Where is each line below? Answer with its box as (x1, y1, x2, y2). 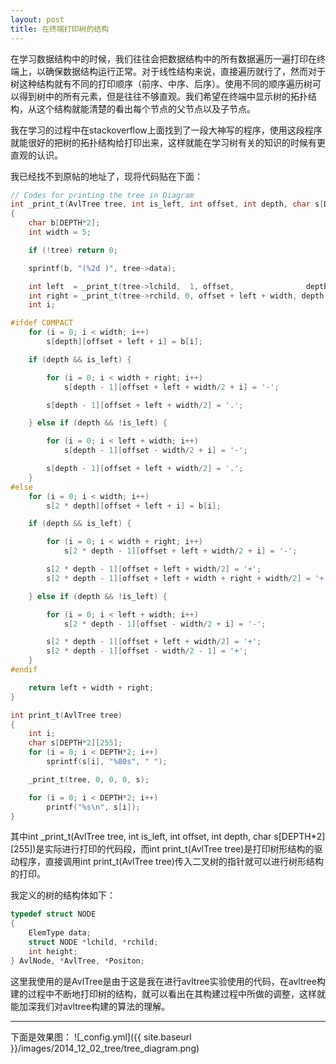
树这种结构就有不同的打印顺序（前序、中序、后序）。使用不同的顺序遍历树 (10, 77, 313, 90)
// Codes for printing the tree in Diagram (10, 190, 195, 200)
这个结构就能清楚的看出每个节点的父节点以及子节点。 (36, 102, 256, 115)
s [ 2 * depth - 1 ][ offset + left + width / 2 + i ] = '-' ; (63, 546, 298, 556)
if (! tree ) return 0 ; (28, 245, 118, 255)
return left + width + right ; (28, 682, 155, 693)
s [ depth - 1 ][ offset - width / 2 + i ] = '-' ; (63, 446, 248, 456)
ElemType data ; (28, 928, 92, 938)
